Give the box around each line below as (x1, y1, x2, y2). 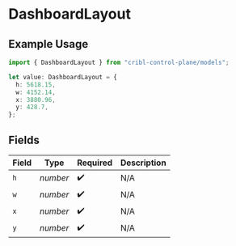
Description (120, 157, 167, 168)
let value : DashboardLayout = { (8, 73, 117, 81)
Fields (8, 133, 40, 146)
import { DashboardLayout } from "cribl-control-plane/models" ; (8, 58, 230, 66)
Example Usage (8, 37, 89, 51)
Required (76, 157, 113, 168)
